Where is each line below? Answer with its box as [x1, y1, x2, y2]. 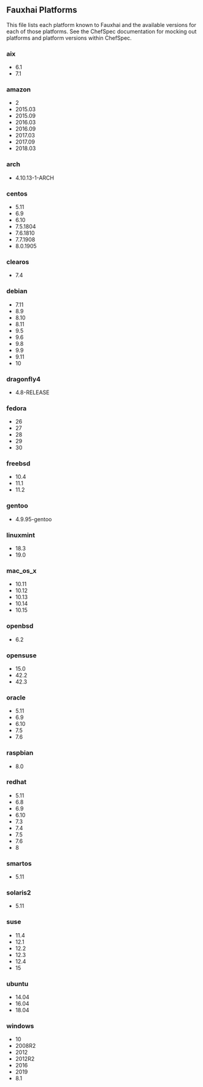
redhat [6, 778, 26, 787]
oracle [6, 693, 26, 701]
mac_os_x [6, 566, 37, 575]
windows [6, 1021, 34, 1030]
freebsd [6, 459, 31, 468]
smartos [6, 859, 32, 868]
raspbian [6, 749, 34, 757]
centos [6, 189, 28, 198]
